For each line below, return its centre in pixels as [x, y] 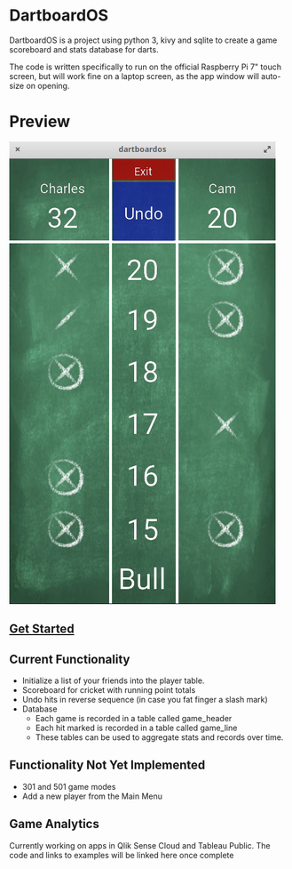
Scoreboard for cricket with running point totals [109, 690]
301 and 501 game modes [69, 786]
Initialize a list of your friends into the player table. [113, 680]
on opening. [48, 85]
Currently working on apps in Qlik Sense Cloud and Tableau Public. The [140, 845]
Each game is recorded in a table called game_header [134, 719]
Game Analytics [54, 824]
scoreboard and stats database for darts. [84, 49]
